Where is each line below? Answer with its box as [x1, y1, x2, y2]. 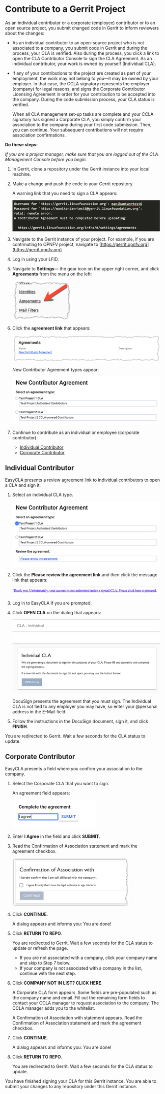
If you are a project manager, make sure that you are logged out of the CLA [5, 151, 158, 157]
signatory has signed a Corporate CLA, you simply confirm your [12, 116, 141, 122]
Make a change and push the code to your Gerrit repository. [12, 181, 134, 187]
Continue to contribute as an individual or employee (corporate [12, 430, 140, 435]
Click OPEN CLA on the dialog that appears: [12, 609, 102, 615]
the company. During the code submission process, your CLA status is [12, 96, 155, 102]
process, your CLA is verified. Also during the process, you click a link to [12, 50, 160, 56]
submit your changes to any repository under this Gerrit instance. [5, 1083, 137, 1089]
